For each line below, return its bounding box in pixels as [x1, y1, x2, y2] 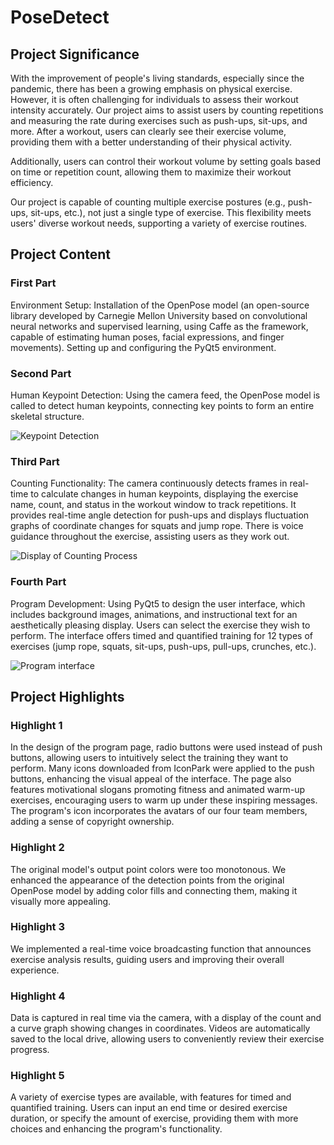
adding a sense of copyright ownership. [10, 816, 175, 828]
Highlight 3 [10, 920, 65, 934]
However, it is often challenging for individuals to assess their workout [10, 94, 299, 105]
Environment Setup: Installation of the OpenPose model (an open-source [10, 299, 310, 311]
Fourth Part [10, 575, 67, 589]
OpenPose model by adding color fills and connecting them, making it [10, 884, 298, 896]
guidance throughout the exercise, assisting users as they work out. [10, 531, 290, 543]
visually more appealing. [10, 895, 112, 907]
